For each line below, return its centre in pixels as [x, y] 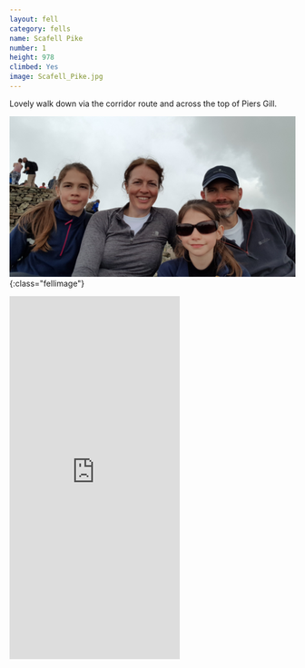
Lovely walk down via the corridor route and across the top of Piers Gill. [143, 103]
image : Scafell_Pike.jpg [56, 77]
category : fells [40, 29]
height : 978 [32, 58]
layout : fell [34, 19]
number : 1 [28, 48]
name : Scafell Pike [46, 38]
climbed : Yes [34, 67]
